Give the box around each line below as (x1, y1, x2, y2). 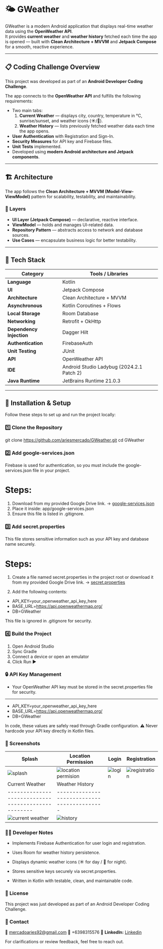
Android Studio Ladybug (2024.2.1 (62, 363, 143, 370)
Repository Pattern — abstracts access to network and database (12, 227, 143, 233)
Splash (21, 755, 38, 762)
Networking (7, 318, 35, 325)
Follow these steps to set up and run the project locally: (5, 412, 116, 418)
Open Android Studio (12, 643, 54, 649)
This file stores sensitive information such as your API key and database (5, 536, 149, 542)
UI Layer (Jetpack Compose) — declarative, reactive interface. (12, 216, 139, 222)
